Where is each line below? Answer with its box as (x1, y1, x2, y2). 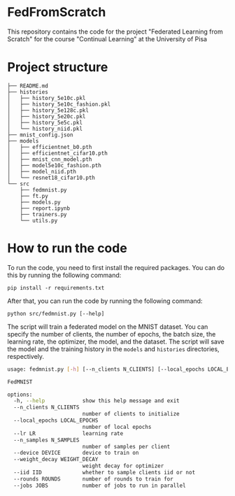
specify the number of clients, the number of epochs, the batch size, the (7, 330, 216, 338)
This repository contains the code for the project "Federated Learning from (7, 27, 223, 36)
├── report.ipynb (20, 204, 71, 212)
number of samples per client (82, 443, 171, 450)
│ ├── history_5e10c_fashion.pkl (7, 101, 111, 108)
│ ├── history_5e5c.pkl (7, 119, 83, 126)
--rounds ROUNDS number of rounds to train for (13, 475, 173, 483)
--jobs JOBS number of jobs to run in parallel (13, 482, 187, 489)
